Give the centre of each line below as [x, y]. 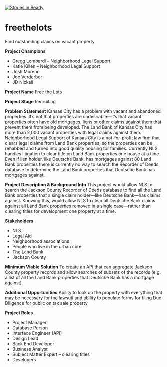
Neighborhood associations [41, 241]
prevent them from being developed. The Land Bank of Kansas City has [79, 127]
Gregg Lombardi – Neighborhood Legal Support [61, 61]
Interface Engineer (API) [37, 333]
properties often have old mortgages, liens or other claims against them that [83, 122]
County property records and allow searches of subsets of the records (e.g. [83, 272]
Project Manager [29, 322]
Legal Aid [22, 236]
